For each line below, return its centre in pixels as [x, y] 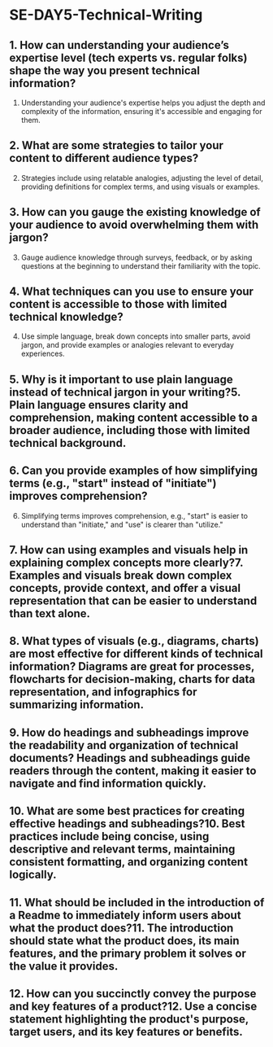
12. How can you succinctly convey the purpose [133, 994]
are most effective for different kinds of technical [136, 654]
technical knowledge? [67, 317]
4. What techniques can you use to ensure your [132, 292]
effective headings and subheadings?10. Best [127, 824]
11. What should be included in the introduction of [137, 902]
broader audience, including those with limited [130, 430]
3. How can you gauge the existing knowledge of [135, 212]
